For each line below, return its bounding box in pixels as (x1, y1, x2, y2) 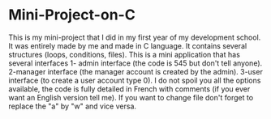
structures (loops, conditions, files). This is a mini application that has (8, 49, 241, 59)
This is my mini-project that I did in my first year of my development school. (8, 32, 261, 42)
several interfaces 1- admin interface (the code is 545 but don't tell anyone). (8, 58, 263, 68)
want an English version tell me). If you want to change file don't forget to (8, 92, 254, 102)
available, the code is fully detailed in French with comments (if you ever (8, 83, 251, 94)
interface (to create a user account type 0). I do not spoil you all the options (8, 75, 261, 85)
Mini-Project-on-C (8, 6, 135, 24)
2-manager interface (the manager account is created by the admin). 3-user (8, 66, 264, 76)
